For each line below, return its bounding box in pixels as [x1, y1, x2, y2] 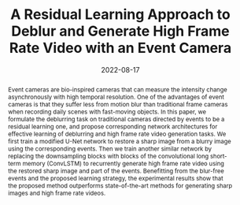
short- [209, 151, 227, 160]
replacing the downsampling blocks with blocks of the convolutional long [7, 151, 209, 160]
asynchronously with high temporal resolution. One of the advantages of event [7, 92, 224, 101]
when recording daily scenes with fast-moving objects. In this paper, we [7, 107, 207, 116]
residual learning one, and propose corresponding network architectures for [7, 122, 218, 131]
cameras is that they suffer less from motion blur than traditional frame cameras [7, 100, 228, 108]
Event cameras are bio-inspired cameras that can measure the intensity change [7, 85, 227, 94]
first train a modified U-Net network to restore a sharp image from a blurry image [7, 136, 231, 145]
